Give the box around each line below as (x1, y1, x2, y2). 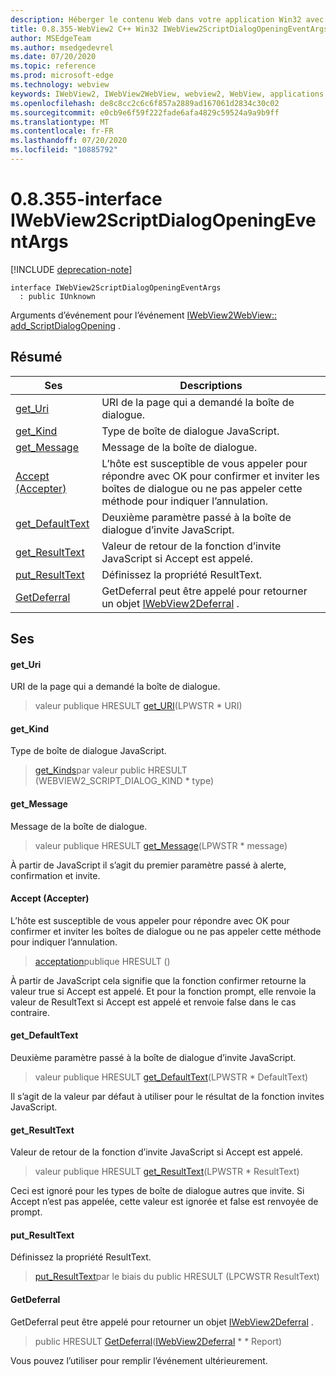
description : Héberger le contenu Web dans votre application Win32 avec (10, 14, 325, 25)
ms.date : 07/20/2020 (10, 52, 97, 62)
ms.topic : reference (10, 61, 97, 71)
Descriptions (179, 378, 243, 392)
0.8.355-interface (10, 188, 163, 211)
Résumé (10, 349, 63, 366)
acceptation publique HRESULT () (34, 955, 171, 967)
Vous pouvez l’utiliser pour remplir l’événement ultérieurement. (10, 1354, 268, 1366)
